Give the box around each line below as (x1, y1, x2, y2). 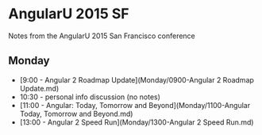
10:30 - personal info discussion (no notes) (19, 92, 161, 102)
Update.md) (19, 83, 60, 93)
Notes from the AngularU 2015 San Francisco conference (8, 31, 196, 40)
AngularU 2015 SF (8, 5, 129, 23)
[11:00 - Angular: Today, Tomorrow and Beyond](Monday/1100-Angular (19, 100, 251, 110)
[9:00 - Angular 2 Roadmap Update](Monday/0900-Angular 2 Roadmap (19, 75, 254, 84)
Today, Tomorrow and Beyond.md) (19, 109, 133, 118)
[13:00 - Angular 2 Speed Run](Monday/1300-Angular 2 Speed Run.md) (19, 117, 254, 127)
